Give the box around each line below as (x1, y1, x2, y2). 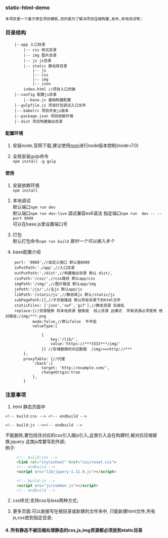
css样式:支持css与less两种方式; (12, 497, 78, 504)
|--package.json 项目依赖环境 (14, 113, 73, 119)
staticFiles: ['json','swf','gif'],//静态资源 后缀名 (14, 303, 125, 308)
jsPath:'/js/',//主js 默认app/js (14, 287, 82, 292)
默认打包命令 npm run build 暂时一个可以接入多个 (12, 238, 115, 244)
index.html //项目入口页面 (23, 87, 76, 92)
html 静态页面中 (12, 404, 46, 410)
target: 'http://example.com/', (41, 365, 110, 370)
